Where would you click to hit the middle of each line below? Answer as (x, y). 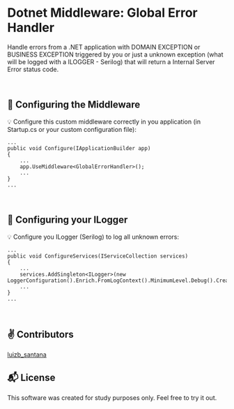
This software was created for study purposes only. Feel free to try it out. (112, 398)
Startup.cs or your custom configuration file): (72, 129)
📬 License (31, 377)
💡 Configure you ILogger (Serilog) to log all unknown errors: (93, 237)
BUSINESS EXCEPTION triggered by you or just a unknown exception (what (116, 54)
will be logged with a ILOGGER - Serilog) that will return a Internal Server (111, 61)
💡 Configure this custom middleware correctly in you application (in (104, 121)
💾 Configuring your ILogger (68, 220)
